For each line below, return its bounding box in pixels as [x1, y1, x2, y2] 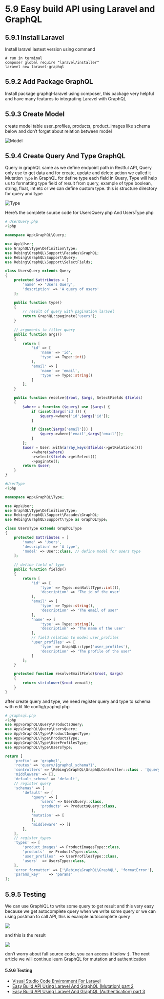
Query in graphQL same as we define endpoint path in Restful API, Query [5, 165, 152, 171]
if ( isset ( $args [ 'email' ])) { [31, 427, 93, 432]
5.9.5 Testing [5, 890, 46, 899]
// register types [14, 836, 51, 840]
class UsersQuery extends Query [5, 268, 71, 274]
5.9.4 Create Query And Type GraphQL [5, 152, 126, 160]
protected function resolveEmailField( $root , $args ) [14, 672, 123, 676]
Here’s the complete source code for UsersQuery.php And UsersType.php [5, 209, 154, 216]
